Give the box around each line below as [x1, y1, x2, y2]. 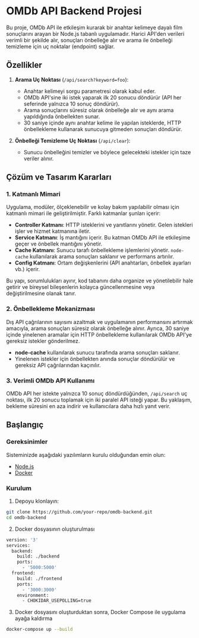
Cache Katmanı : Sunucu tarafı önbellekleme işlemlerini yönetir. [14, 247, 170, 254]
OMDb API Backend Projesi [6, 4, 142, 18]
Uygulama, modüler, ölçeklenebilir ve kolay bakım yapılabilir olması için [6, 204, 179, 211]
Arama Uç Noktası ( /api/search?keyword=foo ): [14, 76, 129, 83]
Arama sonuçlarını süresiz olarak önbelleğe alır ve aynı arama [23, 106, 174, 114]
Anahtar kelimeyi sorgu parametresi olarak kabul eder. [23, 88, 156, 95]
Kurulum [6, 484, 31, 492]
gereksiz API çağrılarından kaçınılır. [14, 362, 101, 369]
